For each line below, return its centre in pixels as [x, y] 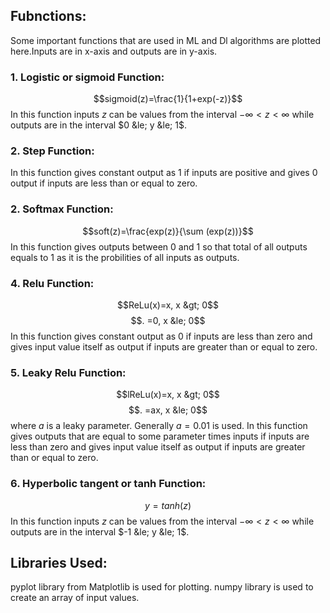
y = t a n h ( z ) [168, 505]
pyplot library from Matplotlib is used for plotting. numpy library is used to [162, 587]
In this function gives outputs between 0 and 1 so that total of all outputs [159, 246]
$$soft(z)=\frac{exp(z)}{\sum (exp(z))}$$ [168, 231]
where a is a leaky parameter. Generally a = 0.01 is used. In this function [159, 426]
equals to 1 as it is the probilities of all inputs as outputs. [125, 257]
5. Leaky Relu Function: [68, 372]
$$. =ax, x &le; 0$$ [168, 410]
